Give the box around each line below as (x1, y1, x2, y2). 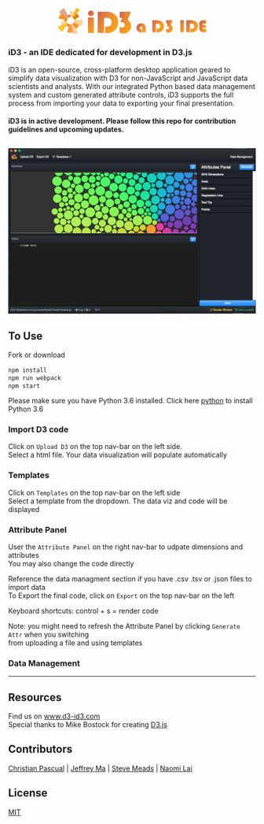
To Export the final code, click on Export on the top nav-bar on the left (8, 591, 235, 600)
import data (8, 582, 46, 592)
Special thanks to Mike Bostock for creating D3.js (8, 720, 167, 729)
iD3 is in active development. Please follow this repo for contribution (8, 117, 236, 126)
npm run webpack (8, 374, 61, 382)
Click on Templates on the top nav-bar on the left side (8, 488, 181, 497)
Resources (8, 690, 62, 704)
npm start (8, 382, 41, 390)
